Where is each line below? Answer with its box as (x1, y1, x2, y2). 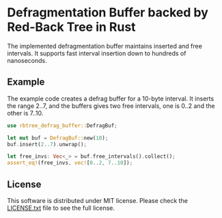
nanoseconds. (7, 56, 48, 64)
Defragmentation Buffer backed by (7, 5, 208, 21)
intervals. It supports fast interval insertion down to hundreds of (7, 49, 186, 57)
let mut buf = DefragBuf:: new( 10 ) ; (7, 135, 109, 141)
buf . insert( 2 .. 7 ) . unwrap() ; (7, 141, 87, 148)
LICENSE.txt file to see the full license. (7, 204, 115, 212)
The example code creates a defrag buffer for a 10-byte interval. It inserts (7, 94, 214, 103)
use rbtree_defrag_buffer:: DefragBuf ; (7, 122, 117, 129)
